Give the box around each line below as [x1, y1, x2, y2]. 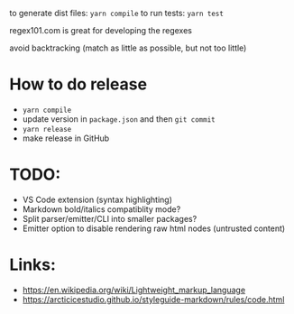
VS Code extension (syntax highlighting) [22, 194, 173, 205]
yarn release [22, 125, 72, 134]
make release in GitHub [22, 133, 110, 143]
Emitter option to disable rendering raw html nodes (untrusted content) [22, 223, 286, 234]
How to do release [9, 74, 147, 95]
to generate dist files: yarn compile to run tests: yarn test [9, 8, 224, 18]
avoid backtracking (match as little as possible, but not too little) [9, 42, 247, 53]
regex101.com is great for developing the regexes [9, 25, 192, 35]
